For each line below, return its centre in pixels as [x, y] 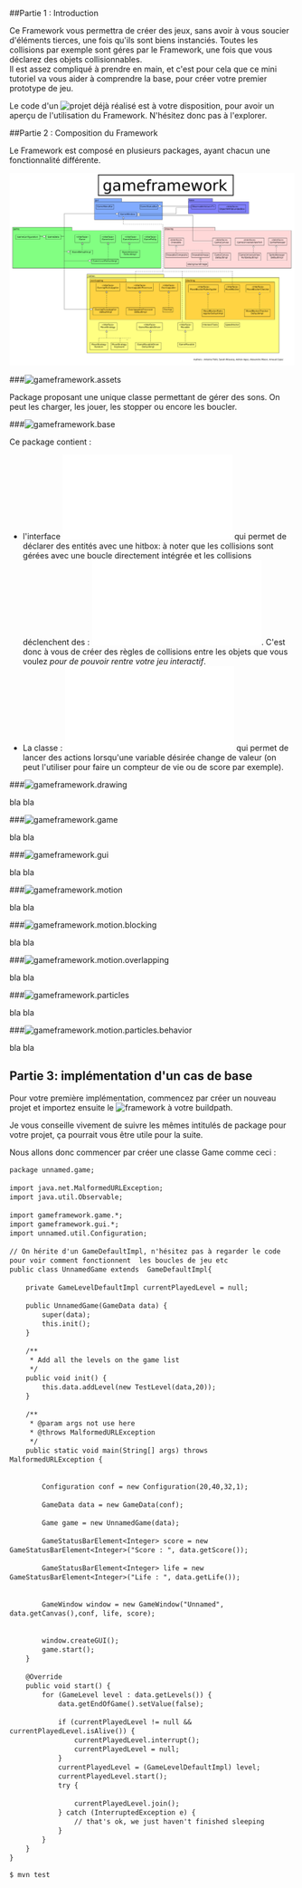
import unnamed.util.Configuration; [78, 1233]
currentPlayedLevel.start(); [113, 1776]
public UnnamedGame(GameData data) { [97, 1306]
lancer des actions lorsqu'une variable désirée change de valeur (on [149, 758]
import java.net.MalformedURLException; [87, 1188]
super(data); [66, 1315]
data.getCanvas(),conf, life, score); [82, 1613]
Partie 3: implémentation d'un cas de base [131, 1076]
